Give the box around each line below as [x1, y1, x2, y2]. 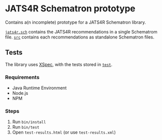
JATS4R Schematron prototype [5, 3, 135, 14]
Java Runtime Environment [12, 85, 67, 91]
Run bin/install [12, 119, 46, 125]
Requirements [5, 73, 40, 80]
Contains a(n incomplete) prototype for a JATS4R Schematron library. [5, 19, 146, 25]
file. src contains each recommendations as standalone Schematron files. [5, 34, 155, 40]
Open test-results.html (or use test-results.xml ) [12, 129, 116, 136]
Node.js [12, 90, 29, 96]
